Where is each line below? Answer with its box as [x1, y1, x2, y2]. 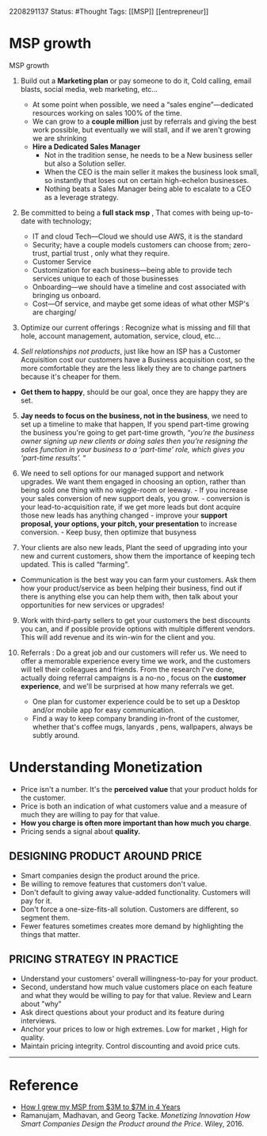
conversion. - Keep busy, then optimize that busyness [20, 527, 197, 537]
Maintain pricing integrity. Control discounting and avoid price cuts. [20, 1041, 241, 1050]
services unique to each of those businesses [32, 273, 179, 283]
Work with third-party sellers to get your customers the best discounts [20, 615, 250, 625]
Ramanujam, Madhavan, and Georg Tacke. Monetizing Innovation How [20, 1111, 250, 1120]
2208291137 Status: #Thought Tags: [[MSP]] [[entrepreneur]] [9, 7, 209, 16]
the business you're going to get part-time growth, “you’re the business [20, 427, 255, 437]
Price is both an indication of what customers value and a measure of [20, 801, 248, 811]
